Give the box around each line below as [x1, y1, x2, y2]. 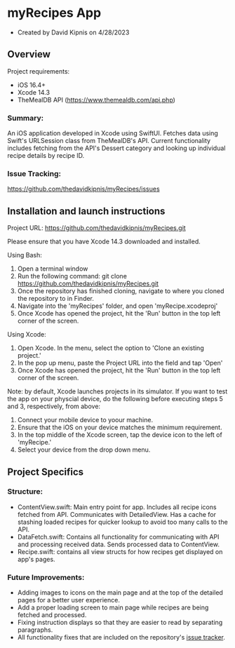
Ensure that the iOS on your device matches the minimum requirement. [17, 423, 222, 432]
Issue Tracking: [7, 168, 62, 178]
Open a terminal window [17, 264, 88, 273]
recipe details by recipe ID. [7, 151, 85, 160]
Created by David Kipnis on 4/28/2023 [17, 28, 130, 36]
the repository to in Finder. [17, 295, 95, 303]
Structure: [7, 487, 43, 497]
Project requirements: [7, 67, 70, 75]
